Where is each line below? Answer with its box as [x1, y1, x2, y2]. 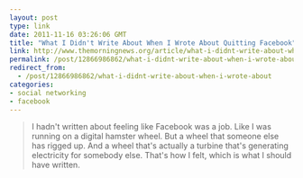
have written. [31, 159, 81, 171]
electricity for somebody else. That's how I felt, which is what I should [31, 150, 292, 161]
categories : [9, 80, 54, 89]
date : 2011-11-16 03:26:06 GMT [9, 30, 127, 39]
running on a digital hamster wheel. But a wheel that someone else [31, 131, 280, 142]
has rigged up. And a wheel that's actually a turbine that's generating [31, 140, 289, 151]
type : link [9, 22, 50, 31]
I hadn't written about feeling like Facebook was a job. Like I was [31, 121, 272, 132]
